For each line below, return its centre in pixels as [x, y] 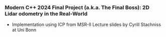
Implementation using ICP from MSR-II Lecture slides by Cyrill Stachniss [87, 24]
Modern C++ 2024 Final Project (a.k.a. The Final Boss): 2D [77, 7]
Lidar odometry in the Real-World [46, 13]
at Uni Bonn [24, 30]
